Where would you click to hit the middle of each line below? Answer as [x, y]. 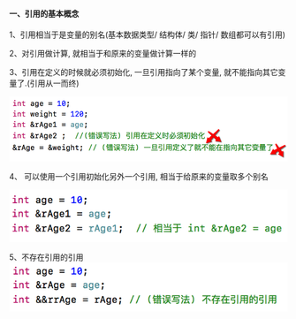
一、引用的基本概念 [44, 13]
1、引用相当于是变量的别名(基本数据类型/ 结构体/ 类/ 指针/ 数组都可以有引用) [147, 34]
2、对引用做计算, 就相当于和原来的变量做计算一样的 [103, 54]
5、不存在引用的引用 [46, 257]
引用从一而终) [54, 83]
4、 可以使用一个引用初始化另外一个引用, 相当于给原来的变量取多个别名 [139, 176]
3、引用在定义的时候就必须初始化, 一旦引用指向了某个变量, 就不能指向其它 [144, 72]
